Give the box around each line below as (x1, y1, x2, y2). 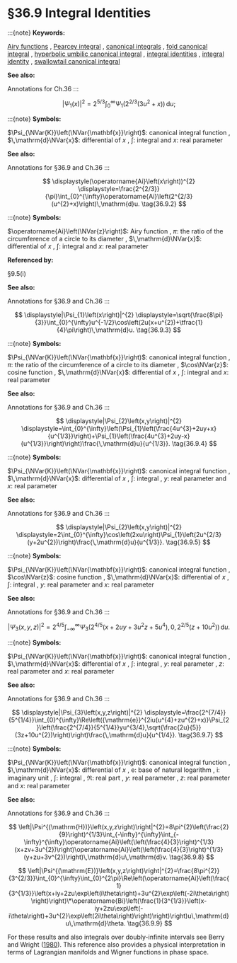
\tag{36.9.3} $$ (136, 325, 182, 334)
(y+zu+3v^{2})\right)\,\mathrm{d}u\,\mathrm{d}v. (23, 853, 168, 861)
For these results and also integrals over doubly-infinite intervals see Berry (7, 933, 225, 941)
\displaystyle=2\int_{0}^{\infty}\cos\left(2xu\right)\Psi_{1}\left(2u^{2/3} (16, 531, 222, 539)
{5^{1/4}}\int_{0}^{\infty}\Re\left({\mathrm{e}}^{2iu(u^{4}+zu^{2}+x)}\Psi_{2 (8, 715, 230, 724)
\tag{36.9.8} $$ (169, 853, 214, 861)
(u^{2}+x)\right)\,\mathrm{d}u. (51, 200, 140, 208)
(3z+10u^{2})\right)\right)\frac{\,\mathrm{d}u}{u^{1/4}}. (14, 730, 177, 739)
